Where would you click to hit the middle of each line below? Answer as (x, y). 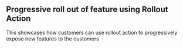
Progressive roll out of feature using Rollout (87, 10)
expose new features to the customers (53, 38)
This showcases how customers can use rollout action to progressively (92, 32)
